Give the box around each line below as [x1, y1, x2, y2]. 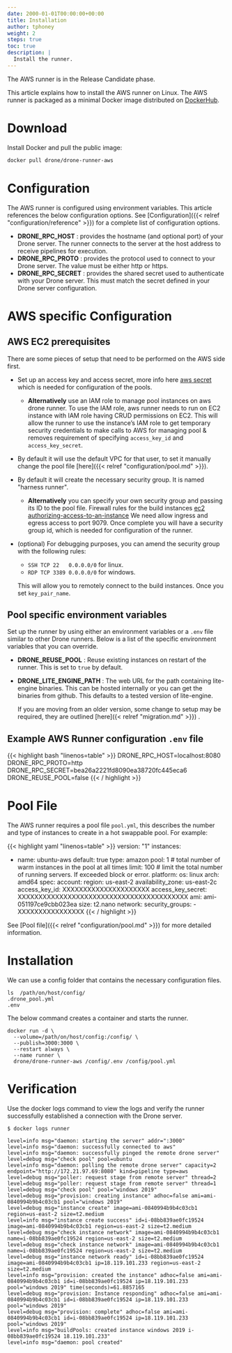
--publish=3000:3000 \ [13, 1040, 79, 1047]
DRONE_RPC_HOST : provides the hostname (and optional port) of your [17, 232, 224, 240]
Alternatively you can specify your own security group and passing [27, 496, 223, 505]
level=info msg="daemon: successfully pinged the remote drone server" [7, 1149, 219, 1156]
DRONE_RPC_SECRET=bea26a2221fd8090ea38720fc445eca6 [7, 766, 187, 775]
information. [7, 929, 42, 937]
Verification [7, 1081, 77, 1097]
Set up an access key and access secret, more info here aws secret [17, 375, 212, 384]
